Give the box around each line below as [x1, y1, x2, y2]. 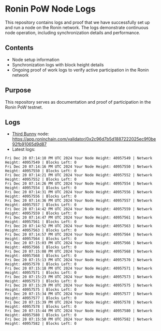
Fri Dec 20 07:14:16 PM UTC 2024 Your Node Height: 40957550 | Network [5, 164, 152, 169]
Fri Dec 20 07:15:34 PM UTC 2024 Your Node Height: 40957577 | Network [5, 292, 152, 297]
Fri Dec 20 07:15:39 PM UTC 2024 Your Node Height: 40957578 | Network [5, 300, 152, 305]
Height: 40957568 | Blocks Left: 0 [5, 253, 77, 258]
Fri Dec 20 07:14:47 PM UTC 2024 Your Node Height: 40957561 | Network [5, 215, 152, 220]
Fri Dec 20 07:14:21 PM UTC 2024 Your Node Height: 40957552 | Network [5, 173, 152, 178]
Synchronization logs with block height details [12, 62, 104, 67]
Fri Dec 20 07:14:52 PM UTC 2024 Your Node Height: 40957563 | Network [5, 224, 152, 229]
